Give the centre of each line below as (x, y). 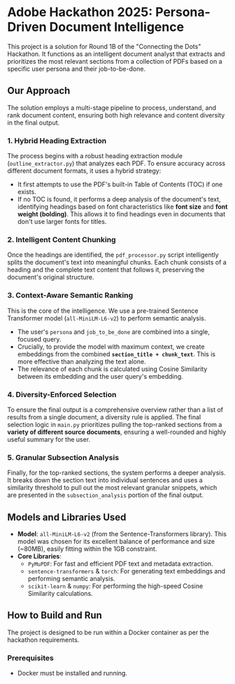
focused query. (39, 339)
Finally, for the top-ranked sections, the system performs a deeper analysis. (116, 473)
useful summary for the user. (49, 439)
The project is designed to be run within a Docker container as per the (108, 632)
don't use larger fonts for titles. (62, 222)
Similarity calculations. (60, 594)
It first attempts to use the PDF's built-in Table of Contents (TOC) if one (120, 184)
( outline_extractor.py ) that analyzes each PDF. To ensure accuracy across (116, 163)
